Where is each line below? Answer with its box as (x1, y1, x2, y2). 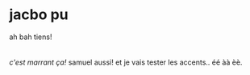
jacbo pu (9, 6, 69, 24)
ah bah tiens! (9, 32, 52, 41)
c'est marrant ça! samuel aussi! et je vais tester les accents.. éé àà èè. (9, 57, 243, 67)
